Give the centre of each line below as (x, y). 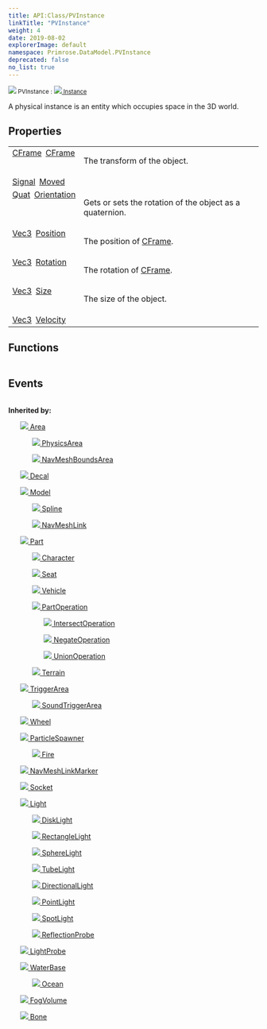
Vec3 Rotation (40, 261)
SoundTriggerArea (72, 706)
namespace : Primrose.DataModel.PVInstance (79, 52)
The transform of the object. (136, 161)
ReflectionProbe (68, 935)
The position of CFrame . (128, 241)
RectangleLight (66, 837)
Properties (35, 132)
